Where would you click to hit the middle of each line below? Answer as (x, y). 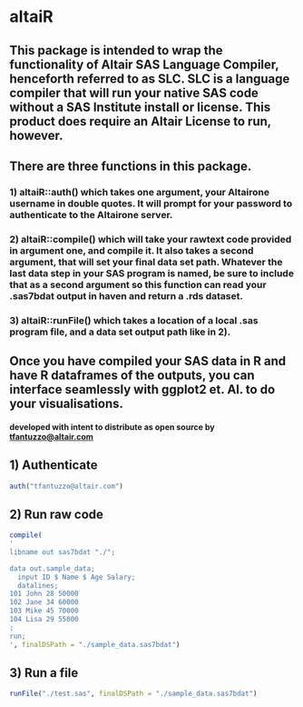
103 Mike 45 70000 (44, 611)
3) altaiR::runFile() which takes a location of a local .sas (134, 320)
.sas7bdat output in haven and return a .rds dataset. (126, 295)
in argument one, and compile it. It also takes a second (132, 250)
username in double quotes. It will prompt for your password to (151, 204)
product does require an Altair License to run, (141, 121)
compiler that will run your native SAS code (134, 93)
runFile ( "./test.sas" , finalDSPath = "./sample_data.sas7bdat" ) (133, 694)
